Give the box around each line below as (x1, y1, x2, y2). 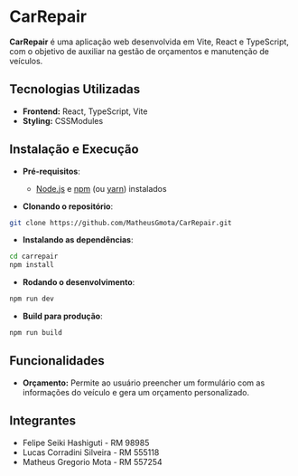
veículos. (9, 55, 43, 66)
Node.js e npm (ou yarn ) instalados (35, 183, 167, 194)
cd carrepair (9, 252, 59, 262)
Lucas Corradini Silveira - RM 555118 (22, 446, 160, 458)
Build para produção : (22, 310, 103, 322)
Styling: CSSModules (22, 115, 104, 126)
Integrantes (9, 414, 77, 429)
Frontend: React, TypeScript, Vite (22, 106, 148, 117)
